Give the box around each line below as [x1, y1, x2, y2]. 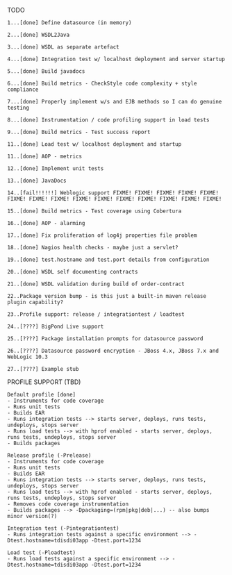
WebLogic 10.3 [7, 353, 49, 360]
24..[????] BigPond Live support [7, 323, 104, 330]
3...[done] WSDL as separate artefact [7, 44, 119, 51]
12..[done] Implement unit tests [7, 165, 104, 172]
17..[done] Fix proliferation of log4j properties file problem [7, 232, 197, 239]
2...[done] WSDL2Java [7, 31, 70, 38]
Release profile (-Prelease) [7, 452, 92, 459]
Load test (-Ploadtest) [7, 549, 76, 556]
